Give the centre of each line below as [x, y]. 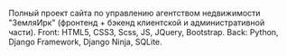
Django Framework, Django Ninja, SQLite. [86, 42]
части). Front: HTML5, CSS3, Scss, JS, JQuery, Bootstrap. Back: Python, [143, 32]
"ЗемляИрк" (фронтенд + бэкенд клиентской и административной [137, 23]
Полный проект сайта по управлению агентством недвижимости [134, 13]
